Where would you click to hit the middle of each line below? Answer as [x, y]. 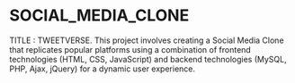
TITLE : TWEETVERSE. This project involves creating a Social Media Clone [147, 40]
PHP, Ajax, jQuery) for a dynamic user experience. [103, 69]
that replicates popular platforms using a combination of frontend [130, 49]
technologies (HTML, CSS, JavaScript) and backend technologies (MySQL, [148, 59]
